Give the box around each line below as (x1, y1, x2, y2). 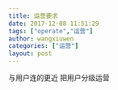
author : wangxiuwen (8, 34, 74, 43)
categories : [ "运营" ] (8, 42, 79, 50)
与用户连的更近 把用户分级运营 (8, 73, 110, 82)
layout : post (8, 49, 53, 58)
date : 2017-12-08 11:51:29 (8, 19, 99, 28)
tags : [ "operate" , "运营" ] (8, 27, 94, 35)
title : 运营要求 (8, 11, 58, 20)
